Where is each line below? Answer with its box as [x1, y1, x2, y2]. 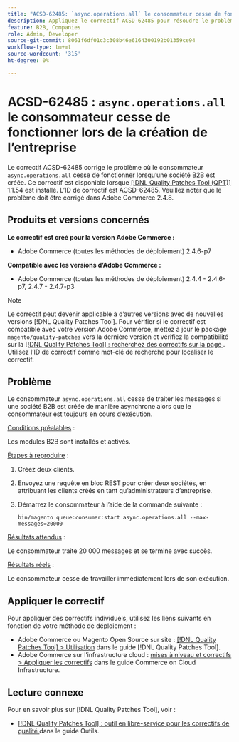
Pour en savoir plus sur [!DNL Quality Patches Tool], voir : [7, 705, 176, 713]
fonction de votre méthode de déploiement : [7, 621, 137, 630]
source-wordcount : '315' [7, 51, 81, 58]
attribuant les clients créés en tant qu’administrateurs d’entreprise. [17, 487, 213, 495]
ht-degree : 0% [7, 57, 50, 64]
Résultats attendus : [7, 533, 66, 542]
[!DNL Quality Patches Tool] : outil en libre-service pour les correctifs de [17, 718, 230, 728]
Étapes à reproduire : [7, 451, 69, 460]
